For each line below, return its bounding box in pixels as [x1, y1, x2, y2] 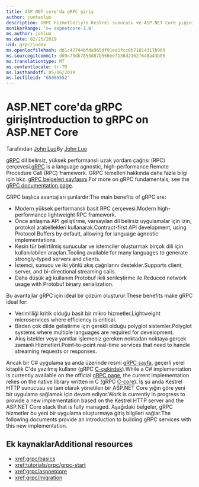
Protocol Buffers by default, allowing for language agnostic [14, 230, 159, 237]
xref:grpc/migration [14, 474, 63, 481]
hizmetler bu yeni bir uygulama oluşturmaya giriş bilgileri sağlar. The [6, 410, 171, 417]
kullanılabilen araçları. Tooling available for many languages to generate [14, 249, 188, 256]
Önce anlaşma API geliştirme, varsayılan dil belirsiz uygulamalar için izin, [14, 218, 192, 225]
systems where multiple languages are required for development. [14, 329, 174, 336]
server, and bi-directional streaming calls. [14, 268, 117, 275]
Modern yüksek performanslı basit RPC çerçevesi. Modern [14, 205, 156, 212]
